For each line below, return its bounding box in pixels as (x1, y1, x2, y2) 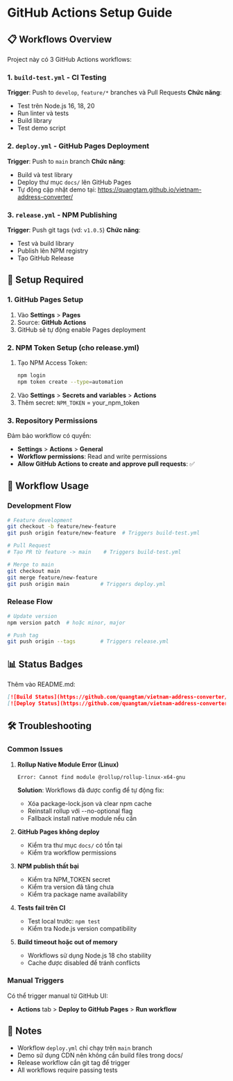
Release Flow (7, 597, 53, 607)
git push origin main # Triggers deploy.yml (7, 580, 166, 587)
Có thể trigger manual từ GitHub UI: (7, 991, 109, 1000)
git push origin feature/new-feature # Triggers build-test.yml (7, 530, 200, 537)
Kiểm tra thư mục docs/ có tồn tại (27, 841, 123, 849)
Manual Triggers (7, 975, 64, 985)
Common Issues (7, 744, 64, 754)
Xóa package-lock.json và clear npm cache (27, 799, 153, 807)
